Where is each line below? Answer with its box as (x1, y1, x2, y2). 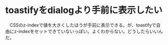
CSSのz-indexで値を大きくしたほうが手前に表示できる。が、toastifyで (9, 22, 156, 28)
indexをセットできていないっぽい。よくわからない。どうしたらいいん (18, 28, 163, 34)
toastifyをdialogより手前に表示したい (5, 4, 163, 16)
